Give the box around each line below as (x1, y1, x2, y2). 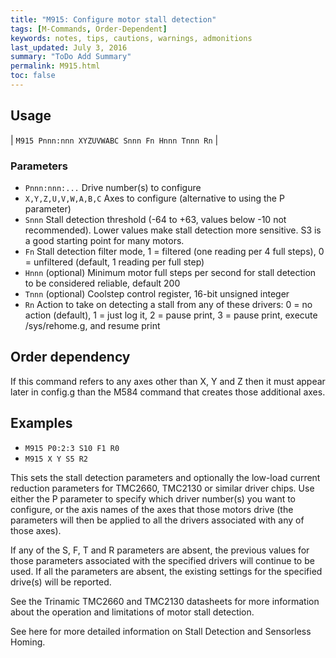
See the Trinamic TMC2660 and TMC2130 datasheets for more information (10, 595, 320, 607)
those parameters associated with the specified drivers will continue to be (10, 554, 315, 566)
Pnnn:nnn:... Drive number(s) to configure (24, 181, 202, 193)
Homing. (10, 636, 46, 648)
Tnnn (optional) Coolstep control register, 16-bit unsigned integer (24, 287, 290, 300)
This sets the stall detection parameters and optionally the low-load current (10, 471, 321, 483)
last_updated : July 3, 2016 (10, 42, 128, 53)
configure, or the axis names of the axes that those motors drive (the (10, 503, 294, 515)
